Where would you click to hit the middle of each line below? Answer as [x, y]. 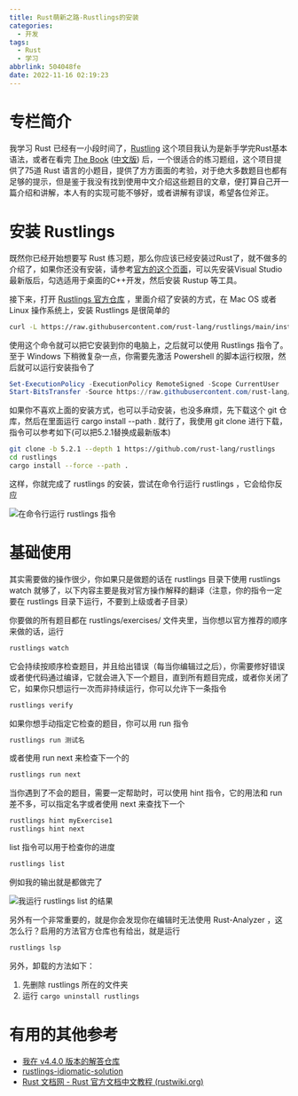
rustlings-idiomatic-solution [73, 1071]
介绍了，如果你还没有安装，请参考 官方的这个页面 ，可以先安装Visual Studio [146, 269]
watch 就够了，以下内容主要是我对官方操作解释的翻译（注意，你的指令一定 [145, 590]
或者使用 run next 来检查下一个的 [70, 758]
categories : [31, 26]
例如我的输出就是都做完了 [56, 882]
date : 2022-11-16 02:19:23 [59, 75]
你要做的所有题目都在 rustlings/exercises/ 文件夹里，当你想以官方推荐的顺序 [149, 620]
